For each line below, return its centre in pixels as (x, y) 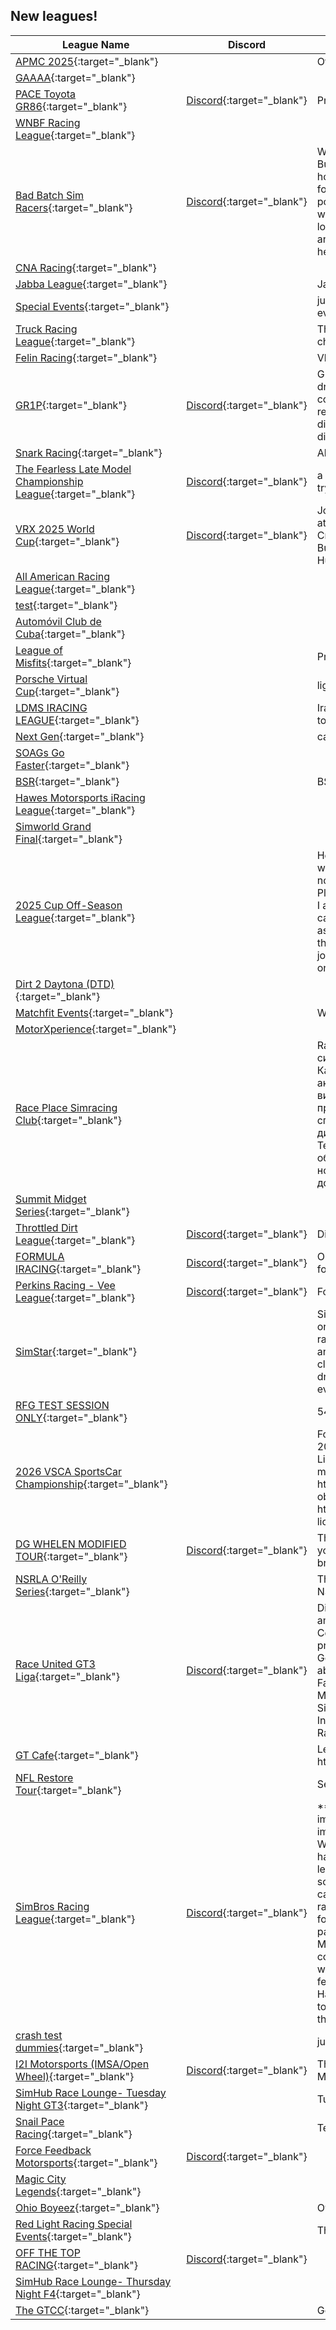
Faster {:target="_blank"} (72, 765)
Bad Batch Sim (50, 195)
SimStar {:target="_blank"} (76, 1351)
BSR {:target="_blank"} (67, 781)
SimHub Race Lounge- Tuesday (91, 2092)
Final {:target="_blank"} (69, 839)
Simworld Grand (53, 826)
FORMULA (40, 1256)
